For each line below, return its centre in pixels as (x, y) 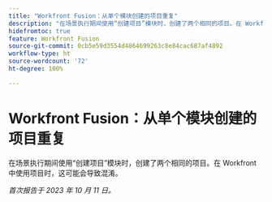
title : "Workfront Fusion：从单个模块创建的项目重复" (93, 16)
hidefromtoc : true (39, 31)
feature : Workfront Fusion (54, 39)
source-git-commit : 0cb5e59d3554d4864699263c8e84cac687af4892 (116, 46)
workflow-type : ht (39, 54)
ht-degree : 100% (36, 69)
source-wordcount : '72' (49, 62)
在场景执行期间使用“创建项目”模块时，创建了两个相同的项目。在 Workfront (133, 162)
